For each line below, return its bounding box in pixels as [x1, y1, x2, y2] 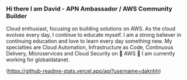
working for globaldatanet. [6, 56, 70, 63]
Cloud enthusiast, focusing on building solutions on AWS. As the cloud [6, 25, 176, 32]
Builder [6, 12, 27, 20]
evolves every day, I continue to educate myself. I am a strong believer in [6, 32, 182, 39]
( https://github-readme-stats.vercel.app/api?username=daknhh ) [6, 68, 161, 75]
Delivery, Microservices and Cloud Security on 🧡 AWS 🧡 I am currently [6, 50, 175, 57]
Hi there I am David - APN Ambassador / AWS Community [6, 5, 172, 13]
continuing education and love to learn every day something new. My [6, 37, 172, 45]
